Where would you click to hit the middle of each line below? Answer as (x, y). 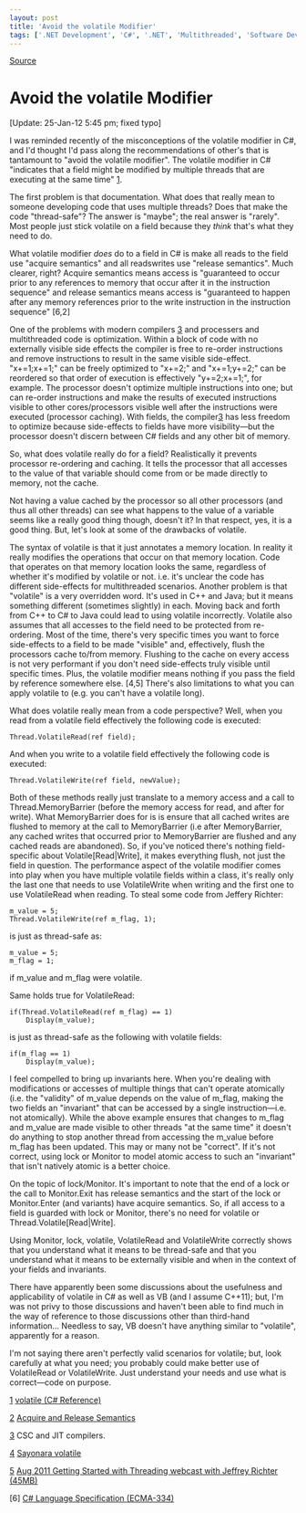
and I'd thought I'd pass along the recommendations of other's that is (139, 151)
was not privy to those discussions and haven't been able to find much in (147, 1307)
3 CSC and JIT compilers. (58, 1435)
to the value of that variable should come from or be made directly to (139, 473)
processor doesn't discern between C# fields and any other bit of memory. (150, 436)
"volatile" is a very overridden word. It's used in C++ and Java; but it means (152, 596)
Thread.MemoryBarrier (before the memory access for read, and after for (147, 807)
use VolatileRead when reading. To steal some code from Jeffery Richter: (147, 895)
